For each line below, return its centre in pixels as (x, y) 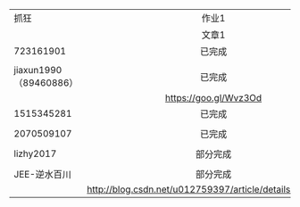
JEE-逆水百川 (42, 174)
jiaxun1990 (38, 70)
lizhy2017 (35, 153)
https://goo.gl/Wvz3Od (213, 98)
